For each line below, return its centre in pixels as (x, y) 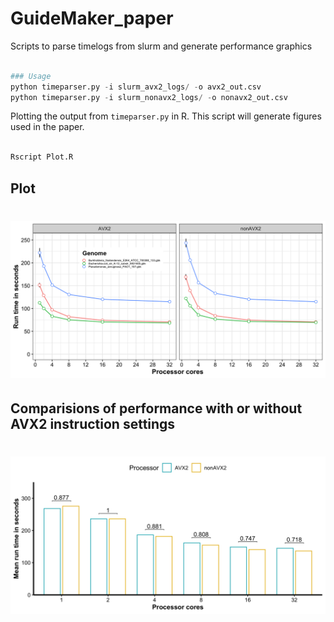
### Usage (31, 76)
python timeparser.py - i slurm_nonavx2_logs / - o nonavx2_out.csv (149, 97)
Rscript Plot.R (42, 157)
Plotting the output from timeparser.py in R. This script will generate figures (166, 116)
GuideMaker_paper (92, 18)
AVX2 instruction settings (93, 424)
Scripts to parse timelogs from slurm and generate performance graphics (161, 46)
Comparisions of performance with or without (156, 408)
